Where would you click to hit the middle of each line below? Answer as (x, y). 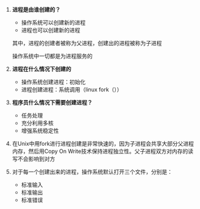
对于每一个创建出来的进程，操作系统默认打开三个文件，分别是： (92, 172)
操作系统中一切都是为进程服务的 (52, 56)
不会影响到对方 (36, 159)
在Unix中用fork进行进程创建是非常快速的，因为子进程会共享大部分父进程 (103, 143)
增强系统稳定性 (40, 131)
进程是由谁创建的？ (36, 9)
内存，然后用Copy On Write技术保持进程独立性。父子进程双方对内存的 (100, 151)
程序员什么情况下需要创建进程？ (52, 102)
